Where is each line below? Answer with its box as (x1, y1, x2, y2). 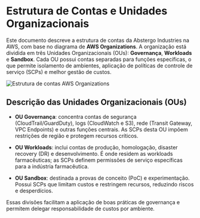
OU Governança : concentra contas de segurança (14, 113, 137, 120)
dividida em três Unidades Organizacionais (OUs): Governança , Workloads (6, 49, 192, 56)
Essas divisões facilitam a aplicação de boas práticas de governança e (6, 198, 180, 205)
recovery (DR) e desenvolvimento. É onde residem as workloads (14, 150, 173, 157)
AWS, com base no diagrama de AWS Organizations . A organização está (6, 43, 187, 50)
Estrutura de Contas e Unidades (6, 4, 168, 18)
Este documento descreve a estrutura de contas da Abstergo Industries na (6, 36, 190, 44)
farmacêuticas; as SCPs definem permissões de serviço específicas (14, 156, 183, 164)
